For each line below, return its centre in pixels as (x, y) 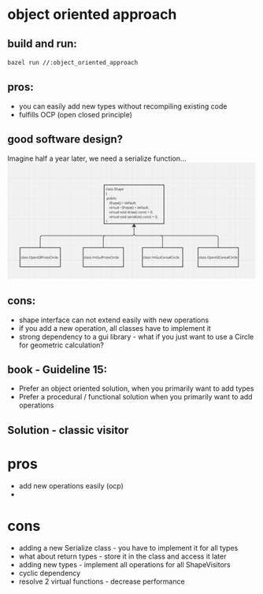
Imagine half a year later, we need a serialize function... (97, 158)
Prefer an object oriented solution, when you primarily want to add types (136, 388)
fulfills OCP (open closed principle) (76, 114)
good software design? (65, 139)
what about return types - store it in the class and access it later (122, 556)
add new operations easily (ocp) (71, 485)
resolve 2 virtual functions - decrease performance (102, 581)
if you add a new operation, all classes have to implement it (115, 328)
